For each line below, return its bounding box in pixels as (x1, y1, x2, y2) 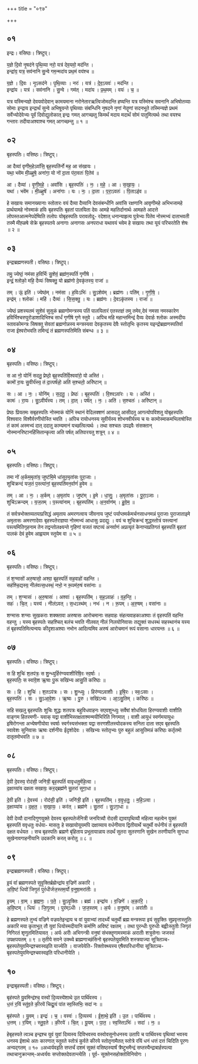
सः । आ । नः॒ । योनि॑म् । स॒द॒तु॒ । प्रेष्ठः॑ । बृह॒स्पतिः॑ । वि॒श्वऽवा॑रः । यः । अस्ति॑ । (6, 391, 155, 398)
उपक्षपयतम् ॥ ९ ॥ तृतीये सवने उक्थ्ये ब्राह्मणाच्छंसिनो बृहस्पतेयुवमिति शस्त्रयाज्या (6, 936, 150, 943)
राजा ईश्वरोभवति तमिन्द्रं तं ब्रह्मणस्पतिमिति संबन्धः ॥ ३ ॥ (6, 327, 109, 334)
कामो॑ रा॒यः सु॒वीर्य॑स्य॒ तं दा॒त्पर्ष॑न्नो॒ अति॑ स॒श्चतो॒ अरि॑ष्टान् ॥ (6, 379, 107, 386)
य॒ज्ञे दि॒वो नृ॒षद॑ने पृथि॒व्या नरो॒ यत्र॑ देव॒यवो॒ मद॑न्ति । (6, 61, 93, 68)
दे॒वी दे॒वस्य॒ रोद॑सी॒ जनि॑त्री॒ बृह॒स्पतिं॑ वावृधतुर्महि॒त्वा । (6, 778, 96, 785)
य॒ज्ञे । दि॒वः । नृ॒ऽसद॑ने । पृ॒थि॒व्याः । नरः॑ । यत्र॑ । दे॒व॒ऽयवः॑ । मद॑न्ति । (6, 79, 134, 87)
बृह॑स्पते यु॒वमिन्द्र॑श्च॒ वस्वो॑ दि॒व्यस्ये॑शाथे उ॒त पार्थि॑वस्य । (6, 994, 102, 1001)
